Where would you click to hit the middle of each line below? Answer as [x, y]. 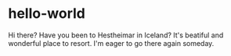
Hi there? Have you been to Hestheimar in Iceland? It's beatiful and [116, 35]
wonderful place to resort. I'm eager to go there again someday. [111, 43]
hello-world [47, 14]
